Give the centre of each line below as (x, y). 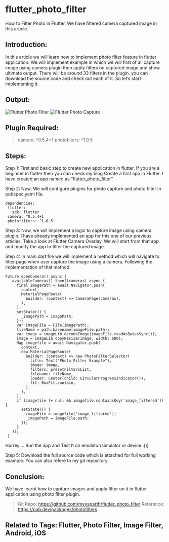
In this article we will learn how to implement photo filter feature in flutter (81, 57)
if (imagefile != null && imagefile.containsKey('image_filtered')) (90, 401)
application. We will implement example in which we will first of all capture (83, 62)
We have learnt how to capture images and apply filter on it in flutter (76, 489)
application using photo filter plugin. (43, 494)
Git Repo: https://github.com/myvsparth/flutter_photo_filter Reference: (91, 504)
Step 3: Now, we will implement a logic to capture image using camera (78, 230)
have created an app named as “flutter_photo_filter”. (60, 179)
